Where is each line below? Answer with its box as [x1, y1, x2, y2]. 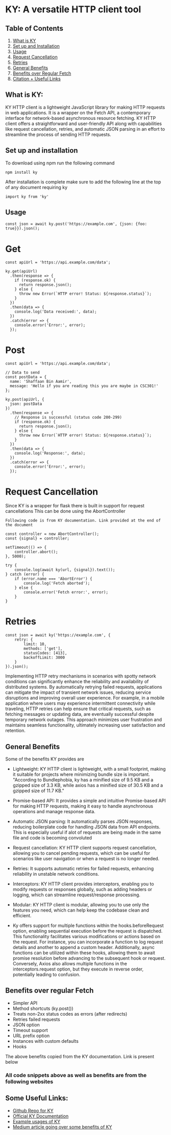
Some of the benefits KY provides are [5, 756, 84, 762]
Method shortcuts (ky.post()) [12, 1005, 74, 1012]
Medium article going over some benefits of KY [12, 1124, 112, 1130]
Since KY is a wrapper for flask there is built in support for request [5, 503, 144, 509]
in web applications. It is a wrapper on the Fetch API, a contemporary [5, 109, 151, 116]
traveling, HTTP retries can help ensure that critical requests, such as [5, 706, 151, 712]
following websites [5, 1078, 54, 1085]
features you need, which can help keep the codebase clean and [12, 907, 150, 913]
